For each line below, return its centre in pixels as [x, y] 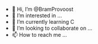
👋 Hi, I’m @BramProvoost [42, 9]
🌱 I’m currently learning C [43, 22]
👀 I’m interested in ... [37, 15]
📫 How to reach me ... [39, 35]
